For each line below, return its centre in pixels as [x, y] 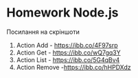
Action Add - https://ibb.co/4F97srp [67, 45]
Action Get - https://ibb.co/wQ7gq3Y [68, 52]
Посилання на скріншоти [43, 32]
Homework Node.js [62, 13]
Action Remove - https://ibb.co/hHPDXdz [73, 67]
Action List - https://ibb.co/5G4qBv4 [68, 59]
